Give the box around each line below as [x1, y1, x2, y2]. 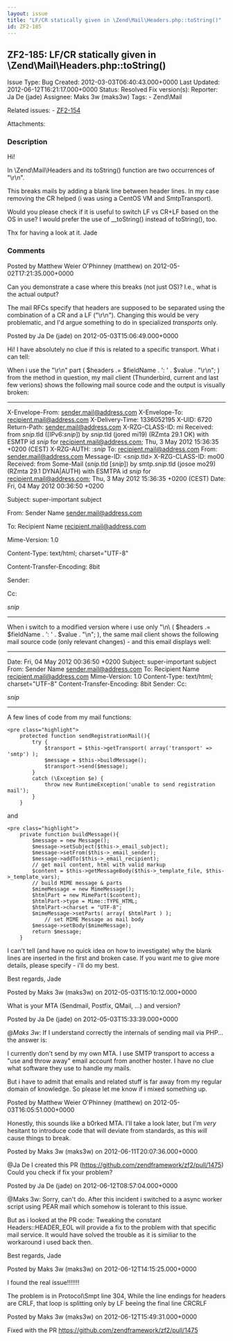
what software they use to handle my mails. [7, 1063, 132, 1072]
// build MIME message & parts [32, 879, 123, 886]
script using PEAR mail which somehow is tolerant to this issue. [7, 1202, 188, 1211]
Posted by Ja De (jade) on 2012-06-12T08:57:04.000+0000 [7, 1181, 178, 1190]
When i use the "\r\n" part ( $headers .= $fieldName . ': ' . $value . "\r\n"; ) [7, 366, 220, 374]
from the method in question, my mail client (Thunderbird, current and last [7, 373, 219, 382]
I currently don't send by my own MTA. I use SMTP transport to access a [7, 1049, 215, 1057]
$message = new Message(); [32, 837, 110, 844]
